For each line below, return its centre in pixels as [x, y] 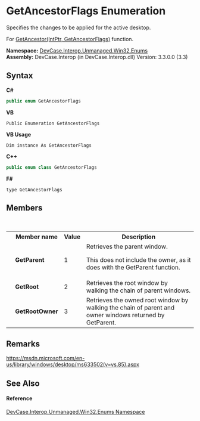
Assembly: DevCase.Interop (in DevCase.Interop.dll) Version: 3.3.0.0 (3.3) [97, 57]
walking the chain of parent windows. [138, 290]
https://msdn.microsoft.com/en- [46, 358]
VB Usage [19, 134]
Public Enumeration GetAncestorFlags [53, 123]
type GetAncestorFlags [34, 190]
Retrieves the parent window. [127, 247]
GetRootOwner [37, 311]
